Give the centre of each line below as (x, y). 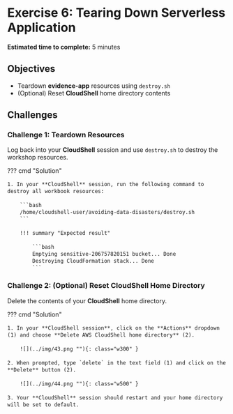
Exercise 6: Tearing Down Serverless (116, 13)
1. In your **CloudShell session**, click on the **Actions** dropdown (113, 328)
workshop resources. (38, 158)
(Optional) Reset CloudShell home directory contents (94, 93)
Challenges (32, 115)
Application (42, 28)
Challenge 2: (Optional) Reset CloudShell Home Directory (106, 286)
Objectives (31, 69)
